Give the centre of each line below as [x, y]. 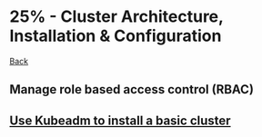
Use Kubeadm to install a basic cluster [120, 120]
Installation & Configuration [116, 36]
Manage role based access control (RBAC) [132, 89]
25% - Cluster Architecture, [116, 17]
